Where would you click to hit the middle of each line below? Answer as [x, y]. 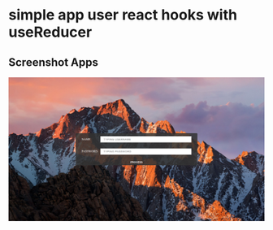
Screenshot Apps [54, 62]
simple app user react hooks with [123, 15]
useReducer [50, 32]
